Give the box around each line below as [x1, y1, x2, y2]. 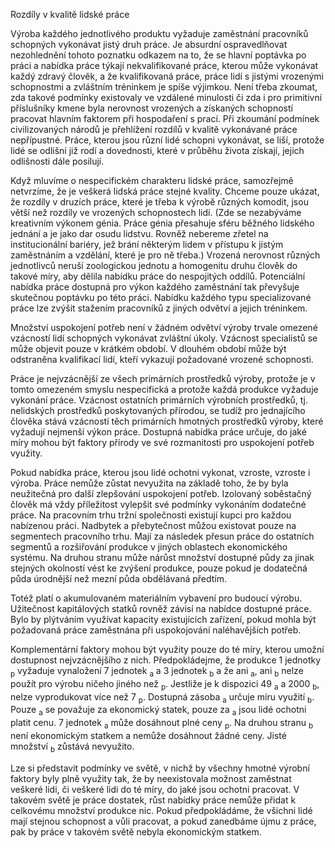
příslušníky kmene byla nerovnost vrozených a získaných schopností [10, 102, 293, 114]
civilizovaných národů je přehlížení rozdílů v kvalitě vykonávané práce [10, 124, 298, 135]
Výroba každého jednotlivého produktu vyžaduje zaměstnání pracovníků [10, 28, 309, 39]
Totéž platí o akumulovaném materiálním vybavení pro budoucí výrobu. [10, 592, 303, 604]
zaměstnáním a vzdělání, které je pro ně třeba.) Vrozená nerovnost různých [10, 249, 321, 261]
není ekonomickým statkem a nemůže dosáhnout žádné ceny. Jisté [10, 729, 287, 741]
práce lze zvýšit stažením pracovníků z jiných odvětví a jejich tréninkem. [10, 302, 308, 314]
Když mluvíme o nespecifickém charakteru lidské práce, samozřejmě [10, 175, 294, 186]
